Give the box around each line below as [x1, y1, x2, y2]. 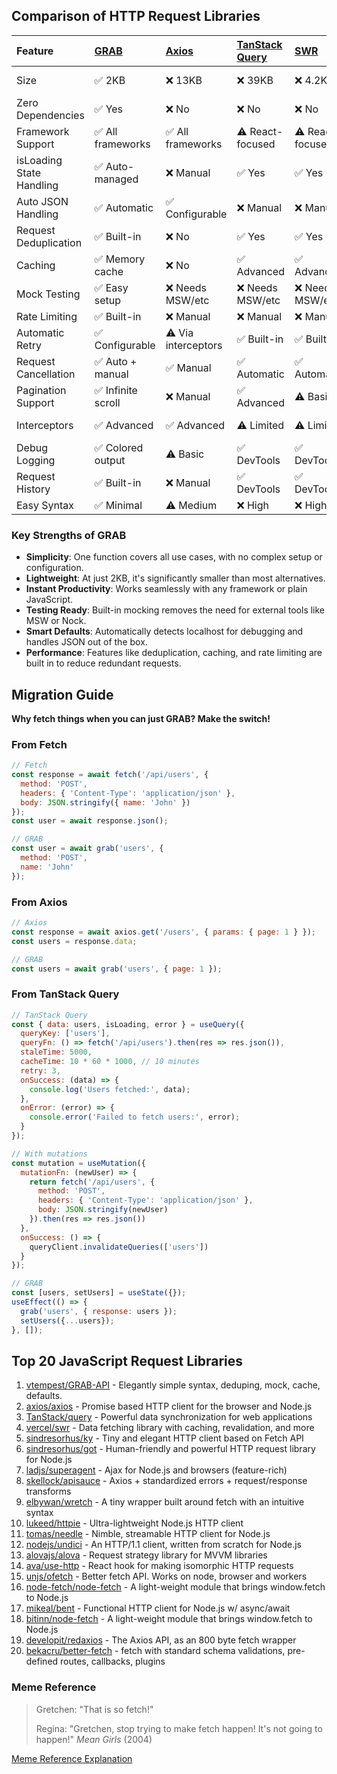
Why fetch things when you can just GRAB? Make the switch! [11, 712, 271, 724]
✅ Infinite [94, 383, 138, 397]
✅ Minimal [94, 498, 143, 512]
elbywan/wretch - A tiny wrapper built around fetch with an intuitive [25, 1496, 305, 1508]
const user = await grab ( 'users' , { [11, 844, 164, 854]
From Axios [11, 895, 68, 909]
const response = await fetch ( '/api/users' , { [11, 770, 209, 780]
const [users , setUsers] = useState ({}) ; [11, 1288, 187, 1298]
